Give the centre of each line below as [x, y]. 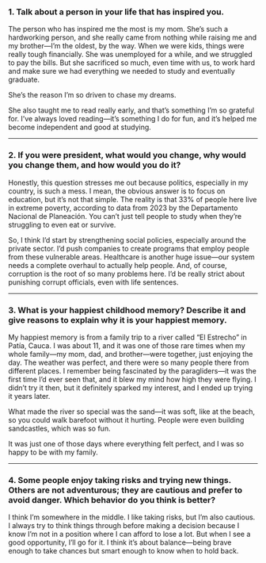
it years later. [29, 396]
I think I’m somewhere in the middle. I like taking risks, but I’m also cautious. [132, 517]
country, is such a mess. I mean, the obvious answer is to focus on [117, 191]
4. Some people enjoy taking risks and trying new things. [120, 480]
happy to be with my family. [53, 452]
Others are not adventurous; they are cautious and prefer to [125, 490]
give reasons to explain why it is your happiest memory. [118, 320]
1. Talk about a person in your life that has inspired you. [116, 12]
